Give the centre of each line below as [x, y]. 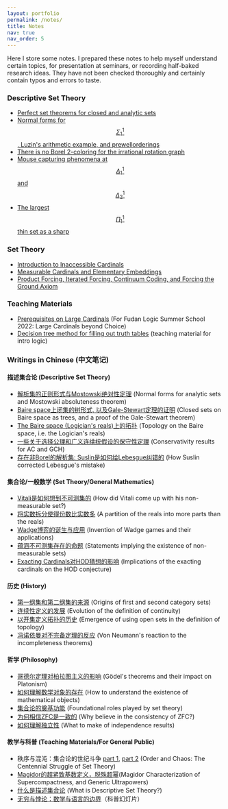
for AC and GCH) [41, 449]
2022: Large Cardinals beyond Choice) [72, 326]
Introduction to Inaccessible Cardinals [71, 264]
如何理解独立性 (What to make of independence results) [96, 725]
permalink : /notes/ [35, 20]
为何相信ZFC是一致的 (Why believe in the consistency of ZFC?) [106, 716]
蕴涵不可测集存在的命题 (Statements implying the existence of [104, 546]
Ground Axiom [37, 286]
